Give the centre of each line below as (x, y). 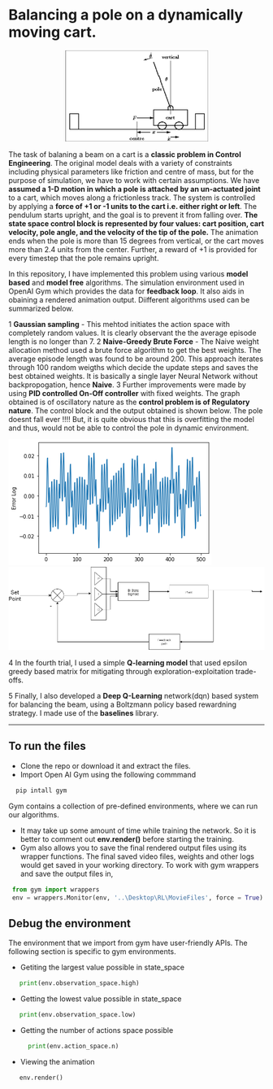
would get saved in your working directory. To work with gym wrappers (139, 865)
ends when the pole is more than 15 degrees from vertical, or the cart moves (136, 241)
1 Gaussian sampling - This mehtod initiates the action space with (119, 324)
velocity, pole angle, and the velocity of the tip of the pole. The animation (133, 232)
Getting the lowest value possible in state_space (101, 999)
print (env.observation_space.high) (79, 983)
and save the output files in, (67, 873)
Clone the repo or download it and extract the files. (105, 765)
